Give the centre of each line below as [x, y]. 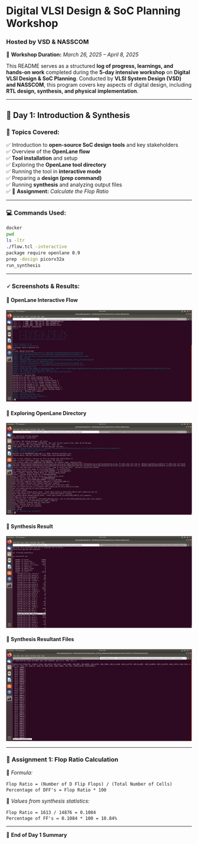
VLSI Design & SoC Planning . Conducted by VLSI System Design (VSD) [94, 78]
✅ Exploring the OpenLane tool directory [56, 165]
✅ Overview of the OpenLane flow [48, 152]
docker [14, 228]
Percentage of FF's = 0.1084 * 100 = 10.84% [62, 818]
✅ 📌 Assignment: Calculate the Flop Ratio [57, 191]
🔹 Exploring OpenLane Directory [46, 413]
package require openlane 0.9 [43, 253]
